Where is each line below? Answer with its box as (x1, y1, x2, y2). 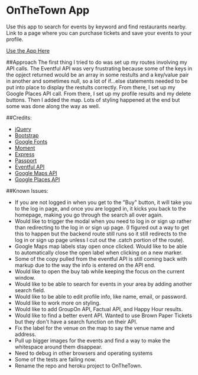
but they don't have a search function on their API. (14, 318, 138, 325)
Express (14, 150, 35, 157)
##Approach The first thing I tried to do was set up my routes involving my (6, 59, 187, 66)
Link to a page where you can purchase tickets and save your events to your (6, 29, 192, 36)
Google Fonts (14, 138, 48, 145)
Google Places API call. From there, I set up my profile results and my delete (6, 90, 191, 97)
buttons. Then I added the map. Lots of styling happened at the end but (6, 96, 180, 104)
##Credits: (6, 114, 32, 121)
